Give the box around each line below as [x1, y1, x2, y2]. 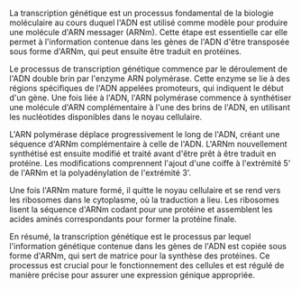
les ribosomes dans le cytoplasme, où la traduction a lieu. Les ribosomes [9, 194, 279, 205]
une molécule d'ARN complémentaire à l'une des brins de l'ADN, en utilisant [9, 102, 290, 112]
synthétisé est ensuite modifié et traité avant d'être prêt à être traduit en [9, 148, 277, 159]
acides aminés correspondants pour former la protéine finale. [9, 214, 237, 224]
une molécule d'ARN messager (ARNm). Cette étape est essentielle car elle [9, 27, 288, 37]
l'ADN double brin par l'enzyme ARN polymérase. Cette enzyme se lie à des [9, 73, 290, 84]
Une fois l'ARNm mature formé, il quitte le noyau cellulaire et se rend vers [9, 185, 281, 195]
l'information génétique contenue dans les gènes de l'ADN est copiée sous [9, 241, 287, 251]
